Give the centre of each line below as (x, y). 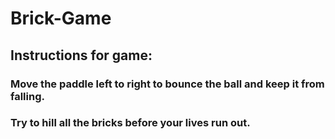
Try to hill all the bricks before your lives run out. (130, 123)
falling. (27, 96)
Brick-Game (61, 18)
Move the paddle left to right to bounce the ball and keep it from (167, 84)
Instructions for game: (81, 55)
